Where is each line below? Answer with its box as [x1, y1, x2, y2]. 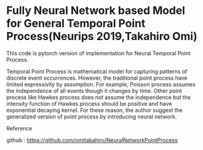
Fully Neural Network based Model [6, 4, 185, 18]
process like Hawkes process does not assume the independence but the [6, 94, 191, 101]
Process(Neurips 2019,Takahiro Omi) [6, 30, 198, 43]
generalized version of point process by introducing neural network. [6, 113, 177, 120]
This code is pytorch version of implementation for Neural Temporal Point [6, 49, 191, 56]
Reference [6, 124, 32, 132]
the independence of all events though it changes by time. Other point [6, 87, 182, 94]
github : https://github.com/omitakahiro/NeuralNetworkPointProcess [6, 136, 178, 143]
